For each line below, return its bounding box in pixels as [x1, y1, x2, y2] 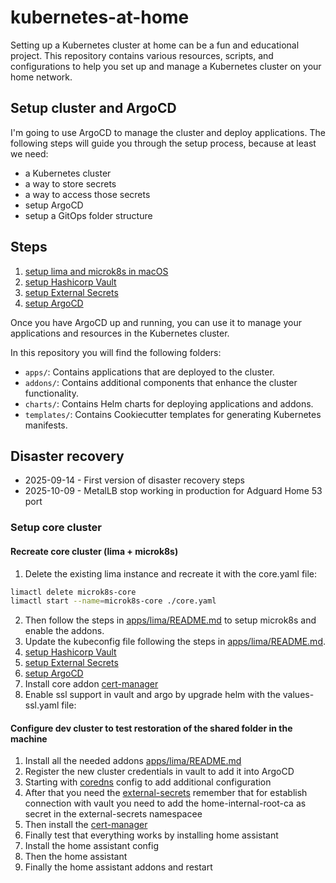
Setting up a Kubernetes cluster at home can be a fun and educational [10, 39, 300, 51]
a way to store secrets [24, 177, 117, 190]
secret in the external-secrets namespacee [24, 808, 203, 820]
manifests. [24, 419, 68, 431]
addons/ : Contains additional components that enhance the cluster [24, 376, 298, 388]
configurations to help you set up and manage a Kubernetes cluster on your [10, 60, 322, 72]
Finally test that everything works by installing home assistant [24, 829, 279, 841]
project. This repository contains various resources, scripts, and [10, 49, 274, 61]
